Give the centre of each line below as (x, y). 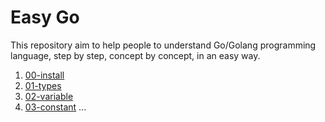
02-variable (49, 96)
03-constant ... (55, 107)
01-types (43, 85)
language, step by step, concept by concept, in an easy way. (135, 55)
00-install (44, 75)
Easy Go (45, 17)
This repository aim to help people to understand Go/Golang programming (163, 45)
